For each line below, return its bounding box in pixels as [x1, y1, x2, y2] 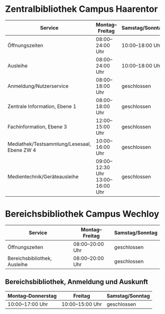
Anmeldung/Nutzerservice [7, 82, 69, 89]
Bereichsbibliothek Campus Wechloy [5, 209, 160, 220]
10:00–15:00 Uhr [61, 301, 102, 308]
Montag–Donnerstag [7, 292, 57, 299]
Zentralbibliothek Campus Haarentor [5, 3, 158, 15]
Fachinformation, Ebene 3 [7, 123, 67, 130]
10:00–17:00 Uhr [7, 301, 48, 308]
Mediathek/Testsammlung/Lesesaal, [7, 140, 91, 147]
